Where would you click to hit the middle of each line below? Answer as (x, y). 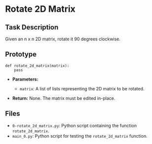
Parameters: (25, 79)
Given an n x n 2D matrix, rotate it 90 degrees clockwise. (63, 39)
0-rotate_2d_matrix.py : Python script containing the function (75, 125)
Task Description (32, 27)
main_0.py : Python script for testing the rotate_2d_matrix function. (80, 136)
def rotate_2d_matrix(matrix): (37, 66)
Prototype (21, 54)
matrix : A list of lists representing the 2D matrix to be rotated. (82, 88)
